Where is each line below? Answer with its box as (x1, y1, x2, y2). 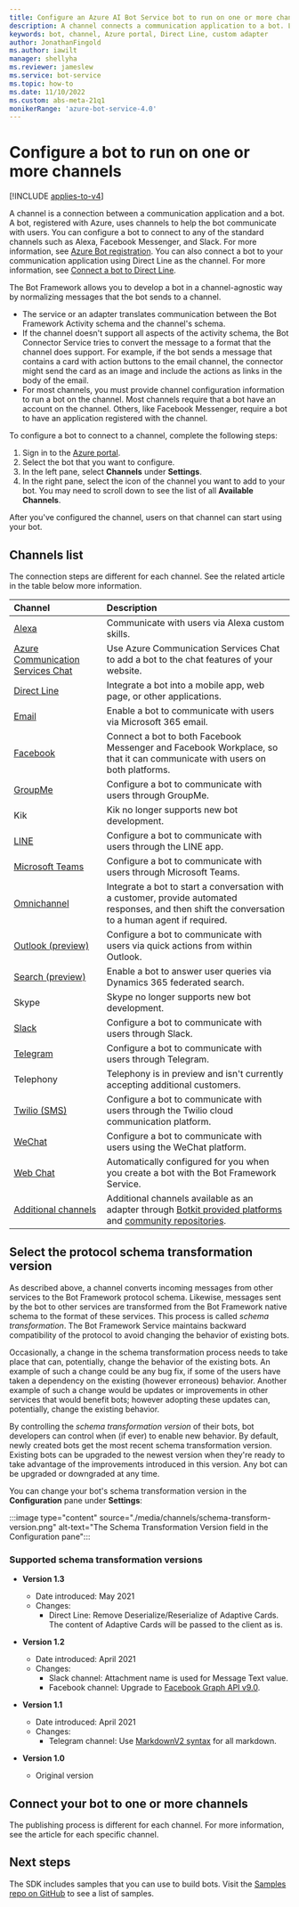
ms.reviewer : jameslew (9, 63, 93, 72)
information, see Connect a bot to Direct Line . (9, 265, 176, 276)
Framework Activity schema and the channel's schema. (21, 318, 226, 330)
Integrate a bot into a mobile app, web (106, 679, 265, 691)
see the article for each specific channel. (9, 1829, 159, 1839)
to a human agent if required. (106, 914, 228, 926)
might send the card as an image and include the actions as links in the (21, 366, 283, 377)
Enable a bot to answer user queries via (106, 966, 272, 977)
